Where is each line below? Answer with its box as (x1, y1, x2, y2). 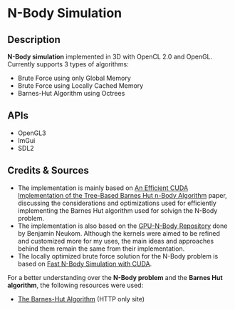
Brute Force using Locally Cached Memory (17, 81, 144, 90)
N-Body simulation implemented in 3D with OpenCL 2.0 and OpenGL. (7, 52, 213, 61)
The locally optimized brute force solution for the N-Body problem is (17, 251, 219, 260)
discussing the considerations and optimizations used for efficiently (17, 199, 217, 207)
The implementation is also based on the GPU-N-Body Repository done (17, 221, 228, 230)
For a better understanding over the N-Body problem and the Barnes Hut (7, 273, 223, 281)
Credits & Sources (7, 164, 89, 176)
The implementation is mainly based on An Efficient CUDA (17, 184, 189, 192)
